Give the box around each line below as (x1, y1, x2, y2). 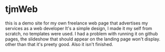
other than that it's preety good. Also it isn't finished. (5, 41, 113, 47)
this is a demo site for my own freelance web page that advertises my (5, 20, 148, 26)
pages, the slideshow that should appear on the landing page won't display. (5, 36, 161, 42)
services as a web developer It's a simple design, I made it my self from (5, 25, 153, 31)
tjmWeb (5, 3, 38, 15)
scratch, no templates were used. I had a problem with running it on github (5, 30, 158, 36)
